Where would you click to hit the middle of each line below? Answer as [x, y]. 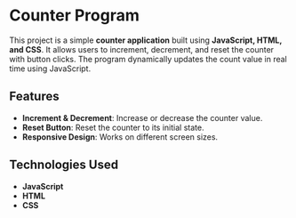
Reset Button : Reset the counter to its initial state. [113, 127]
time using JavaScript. [50, 69]
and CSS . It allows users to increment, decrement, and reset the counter [141, 49]
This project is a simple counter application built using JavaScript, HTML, [146, 40]
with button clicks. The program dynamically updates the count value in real [148, 59]
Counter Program [74, 16]
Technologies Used [64, 165]
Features [34, 97]
